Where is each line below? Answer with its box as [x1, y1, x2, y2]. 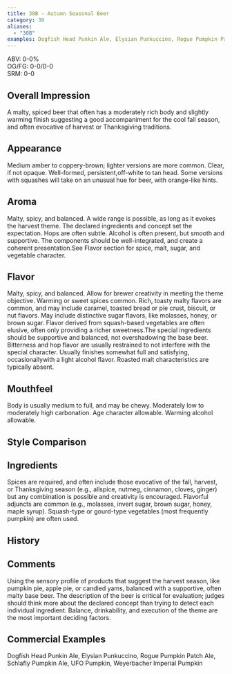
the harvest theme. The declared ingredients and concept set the [7, 221, 193, 230]
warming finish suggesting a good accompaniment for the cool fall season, [7, 115, 220, 123]
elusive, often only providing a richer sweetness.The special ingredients [7, 326, 212, 334]
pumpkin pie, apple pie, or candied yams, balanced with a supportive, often [7, 584, 222, 592]
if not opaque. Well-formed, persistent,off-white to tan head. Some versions [7, 168, 223, 176]
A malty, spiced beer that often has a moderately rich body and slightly [7, 108, 209, 116]
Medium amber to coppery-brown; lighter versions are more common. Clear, [7, 161, 224, 170]
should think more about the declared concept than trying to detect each [7, 599, 214, 607]
